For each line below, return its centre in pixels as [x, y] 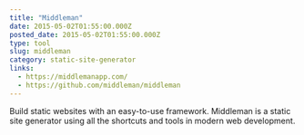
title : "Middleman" [46, 18]
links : [22, 69]
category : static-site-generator [73, 60]
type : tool [30, 43]
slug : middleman [40, 52]
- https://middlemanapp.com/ [73, 77]
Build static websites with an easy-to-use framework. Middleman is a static [150, 111]
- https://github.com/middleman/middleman [99, 85]
